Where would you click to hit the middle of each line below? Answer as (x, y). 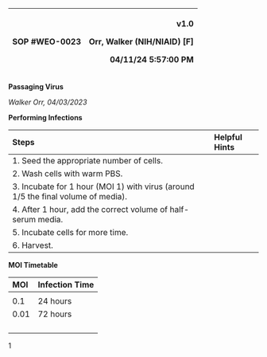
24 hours (55, 301)
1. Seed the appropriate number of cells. (87, 161)
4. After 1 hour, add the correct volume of (90, 209)
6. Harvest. (33, 245)
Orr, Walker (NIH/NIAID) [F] (141, 41)
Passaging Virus (36, 86)
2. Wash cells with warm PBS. (68, 173)
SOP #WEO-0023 (47, 41)
